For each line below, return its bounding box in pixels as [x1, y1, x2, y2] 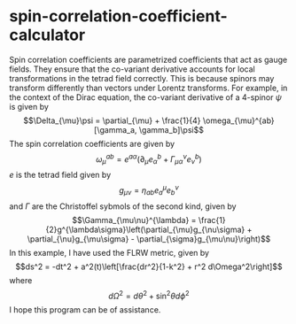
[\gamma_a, [94, 124, 137, 135]
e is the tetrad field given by [9, 170, 112, 181]
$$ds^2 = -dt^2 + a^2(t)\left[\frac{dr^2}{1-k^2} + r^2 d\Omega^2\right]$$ [15, 261, 283, 272]
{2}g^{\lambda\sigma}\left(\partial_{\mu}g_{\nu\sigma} [45, 224, 245, 235]
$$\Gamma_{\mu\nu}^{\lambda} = [72, 214, 197, 225]
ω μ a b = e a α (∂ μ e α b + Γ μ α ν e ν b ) [96, 152, 202, 166]
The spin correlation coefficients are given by [9, 138, 175, 149]
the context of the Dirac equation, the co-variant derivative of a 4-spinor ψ [9, 91, 282, 103]
